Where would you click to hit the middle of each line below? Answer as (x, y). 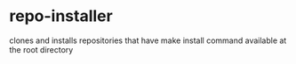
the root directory (41, 49)
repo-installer (61, 16)
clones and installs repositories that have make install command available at (148, 40)
